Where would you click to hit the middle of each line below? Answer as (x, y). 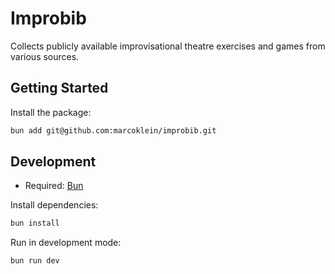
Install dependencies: (54, 205)
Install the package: (51, 112)
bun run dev (35, 261)
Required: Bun (54, 186)
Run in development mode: (66, 243)
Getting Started (59, 88)
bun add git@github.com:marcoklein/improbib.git (113, 130)
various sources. (45, 56)
